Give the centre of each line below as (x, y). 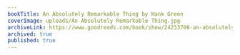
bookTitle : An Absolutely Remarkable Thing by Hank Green (95, 14)
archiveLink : (27, 27)
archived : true (30, 34)
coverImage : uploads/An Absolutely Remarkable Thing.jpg (94, 21)
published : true (31, 41)
